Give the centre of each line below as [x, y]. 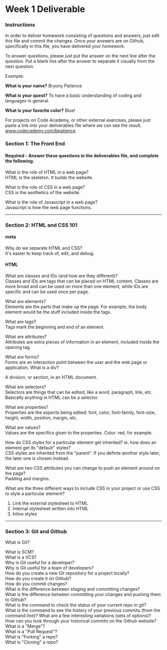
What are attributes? [26, 336]
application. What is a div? [32, 367]
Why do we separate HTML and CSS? [44, 248]
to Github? [16, 600]
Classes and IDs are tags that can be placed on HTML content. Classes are [82, 281]
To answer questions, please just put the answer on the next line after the [80, 56]
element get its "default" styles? [38, 447]
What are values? [23, 427]
